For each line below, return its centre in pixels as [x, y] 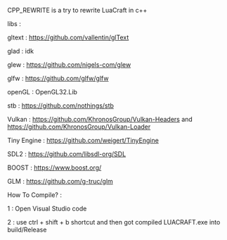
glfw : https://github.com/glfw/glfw [58, 78]
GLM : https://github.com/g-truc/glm [60, 181]
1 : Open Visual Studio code [47, 208]
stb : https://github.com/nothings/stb [61, 106]
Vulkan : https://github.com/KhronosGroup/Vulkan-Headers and [100, 119]
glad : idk [20, 51]
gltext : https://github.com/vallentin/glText [68, 37]
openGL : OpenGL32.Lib [42, 92]
